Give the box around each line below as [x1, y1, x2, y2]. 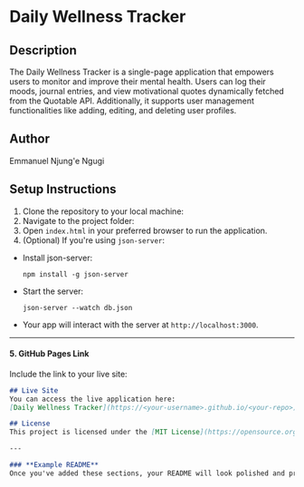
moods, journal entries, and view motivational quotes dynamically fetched [9, 86, 285, 96]
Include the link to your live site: [9, 368, 128, 379]
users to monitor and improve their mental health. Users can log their [9, 76, 267, 87]
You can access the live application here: [9, 394, 176, 404]
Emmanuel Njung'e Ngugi [9, 155, 105, 166]
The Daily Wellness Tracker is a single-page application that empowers [9, 66, 274, 77]
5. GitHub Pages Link [9, 348, 90, 359]
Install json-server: [22, 252, 93, 263]
